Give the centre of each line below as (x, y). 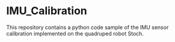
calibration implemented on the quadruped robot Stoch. (75, 33)
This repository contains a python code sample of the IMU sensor (87, 27)
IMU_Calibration (47, 11)
